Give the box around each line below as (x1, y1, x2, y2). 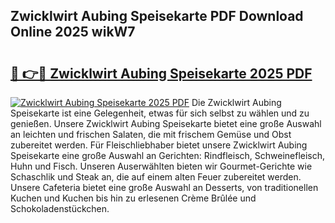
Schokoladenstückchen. (10, 203, 110, 214)
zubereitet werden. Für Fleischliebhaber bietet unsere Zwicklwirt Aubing (10, 139, 308, 151)
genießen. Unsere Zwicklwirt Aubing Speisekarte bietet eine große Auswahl (10, 118, 322, 129)
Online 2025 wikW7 (10, 24, 136, 41)
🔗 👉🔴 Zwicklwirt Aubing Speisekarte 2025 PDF (10, 65, 313, 82)
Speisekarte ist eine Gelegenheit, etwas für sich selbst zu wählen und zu (10, 107, 310, 119)
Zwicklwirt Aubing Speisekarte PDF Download (10, 8, 304, 25)
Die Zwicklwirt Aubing (191, 97, 282, 108)
